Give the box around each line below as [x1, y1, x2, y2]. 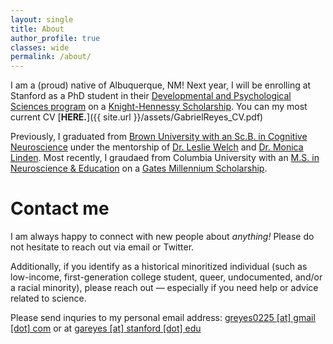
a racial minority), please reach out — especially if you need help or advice [10, 282, 319, 294]
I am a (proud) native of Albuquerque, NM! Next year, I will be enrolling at [10, 79, 312, 91]
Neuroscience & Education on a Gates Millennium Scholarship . [10, 162, 268, 175]
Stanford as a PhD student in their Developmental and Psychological [10, 90, 292, 102]
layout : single [10, 14, 74, 25]
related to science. [10, 292, 87, 305]
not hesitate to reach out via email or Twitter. [10, 241, 195, 253]
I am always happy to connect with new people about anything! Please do [10, 231, 315, 243]
